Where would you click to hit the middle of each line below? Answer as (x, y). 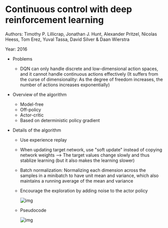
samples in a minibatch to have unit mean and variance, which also (89, 176)
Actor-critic (32, 115)
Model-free (32, 104)
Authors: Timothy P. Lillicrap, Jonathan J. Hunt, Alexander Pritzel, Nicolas (81, 34)
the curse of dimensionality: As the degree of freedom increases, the (92, 79)
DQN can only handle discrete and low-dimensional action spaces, (89, 69)
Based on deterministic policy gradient (60, 120)
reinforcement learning (55, 20)
